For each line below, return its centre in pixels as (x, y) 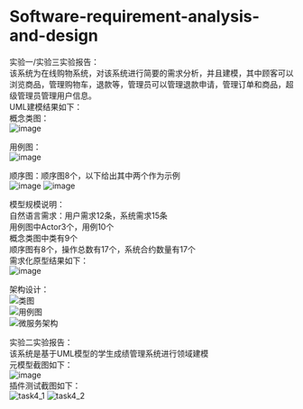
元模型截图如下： (41, 364)
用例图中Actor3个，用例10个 (62, 226)
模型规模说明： (37, 204)
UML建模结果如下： (46, 106)
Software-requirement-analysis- (134, 17)
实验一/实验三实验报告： (55, 61)
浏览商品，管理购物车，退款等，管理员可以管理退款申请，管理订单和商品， (147, 84)
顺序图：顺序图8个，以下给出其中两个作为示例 (95, 175)
